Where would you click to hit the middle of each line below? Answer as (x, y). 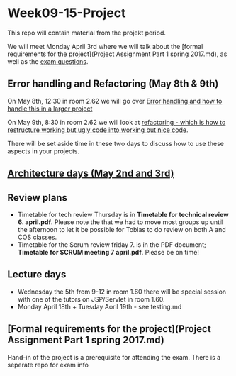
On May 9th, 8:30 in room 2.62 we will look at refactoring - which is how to (117, 122)
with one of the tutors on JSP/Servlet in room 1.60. (91, 299)
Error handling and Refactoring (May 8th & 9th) (113, 84)
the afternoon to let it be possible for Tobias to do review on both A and (122, 229)
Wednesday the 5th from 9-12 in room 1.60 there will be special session (122, 292)
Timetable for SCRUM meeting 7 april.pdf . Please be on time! (108, 252)
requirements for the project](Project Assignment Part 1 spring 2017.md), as (117, 54)
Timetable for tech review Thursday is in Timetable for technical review (123, 214)
